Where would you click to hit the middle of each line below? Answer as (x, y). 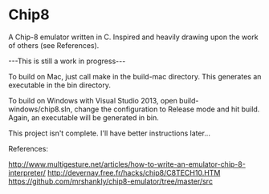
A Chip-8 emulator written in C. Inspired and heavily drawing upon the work (133, 37)
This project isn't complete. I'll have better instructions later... (110, 133)
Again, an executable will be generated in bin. (84, 117)
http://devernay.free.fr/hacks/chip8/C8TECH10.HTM (134, 172)
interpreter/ (27, 172)
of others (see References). (54, 45)
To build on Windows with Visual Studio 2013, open (93, 100)
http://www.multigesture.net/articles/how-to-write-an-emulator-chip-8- (127, 164)
